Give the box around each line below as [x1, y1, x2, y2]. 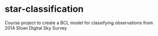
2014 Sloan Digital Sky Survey [5, 25, 67, 31]
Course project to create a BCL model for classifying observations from [5, 20, 153, 26]
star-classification [5, 3, 84, 15]
